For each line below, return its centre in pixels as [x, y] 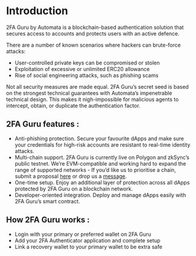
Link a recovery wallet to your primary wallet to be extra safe [88, 247]
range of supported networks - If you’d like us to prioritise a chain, [95, 170]
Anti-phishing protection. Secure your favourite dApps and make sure [99, 138]
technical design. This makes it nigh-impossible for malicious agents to [92, 99]
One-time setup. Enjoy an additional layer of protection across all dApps [102, 182]
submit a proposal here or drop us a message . [71, 176]
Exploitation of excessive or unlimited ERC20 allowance [82, 69]
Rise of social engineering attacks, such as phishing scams [86, 75]
